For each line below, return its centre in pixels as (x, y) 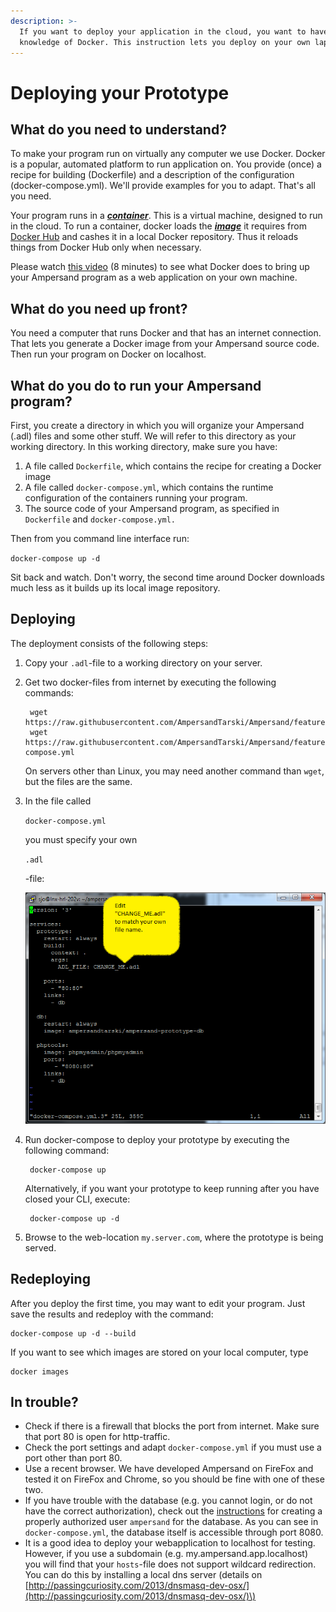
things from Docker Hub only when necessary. (106, 247)
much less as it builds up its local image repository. (115, 588)
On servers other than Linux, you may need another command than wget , (174, 771)
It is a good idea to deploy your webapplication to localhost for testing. (170, 1543)
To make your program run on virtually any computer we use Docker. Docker (168, 154)
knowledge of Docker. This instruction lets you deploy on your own (165, 42)
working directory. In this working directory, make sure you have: (144, 446)
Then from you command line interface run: (100, 538)
